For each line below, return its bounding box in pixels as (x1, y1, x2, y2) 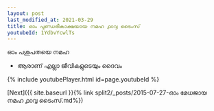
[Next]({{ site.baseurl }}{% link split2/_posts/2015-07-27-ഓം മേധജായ (7, 88, 208, 97)
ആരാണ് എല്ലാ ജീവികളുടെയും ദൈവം (16, 62, 122, 70)
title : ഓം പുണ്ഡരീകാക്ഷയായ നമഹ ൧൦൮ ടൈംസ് (7, 23, 141, 29)
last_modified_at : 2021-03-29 (7, 16, 94, 23)
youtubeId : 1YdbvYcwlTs (7, 29, 75, 36)
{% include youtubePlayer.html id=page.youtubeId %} (7, 75, 160, 84)
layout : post (7, 10, 45, 17)
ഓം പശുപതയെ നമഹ (7, 48, 70, 56)
